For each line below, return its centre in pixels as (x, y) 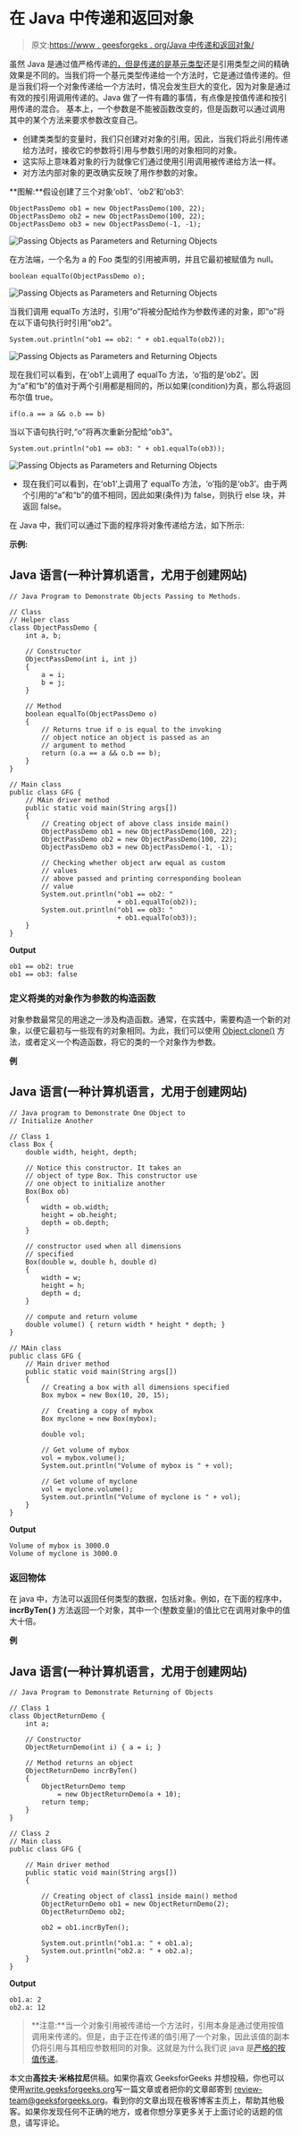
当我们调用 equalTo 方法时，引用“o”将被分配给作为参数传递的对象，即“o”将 (147, 311)
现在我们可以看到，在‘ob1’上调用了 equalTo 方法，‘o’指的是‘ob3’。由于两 (155, 484)
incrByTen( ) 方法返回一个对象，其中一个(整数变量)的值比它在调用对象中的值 (150, 1610)
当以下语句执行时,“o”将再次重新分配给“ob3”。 (93, 432)
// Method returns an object (79, 1763)
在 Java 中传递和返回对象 (102, 18)
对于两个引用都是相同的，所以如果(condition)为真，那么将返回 (177, 385)
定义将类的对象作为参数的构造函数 (83, 998)
